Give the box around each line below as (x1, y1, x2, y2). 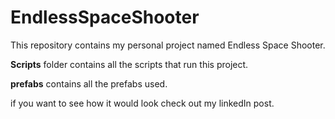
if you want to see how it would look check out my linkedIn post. (10, 97, 275, 109)
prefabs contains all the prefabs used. (10, 77, 168, 90)
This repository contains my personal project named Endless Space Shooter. (10, 39, 326, 51)
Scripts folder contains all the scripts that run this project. (10, 58, 249, 70)
